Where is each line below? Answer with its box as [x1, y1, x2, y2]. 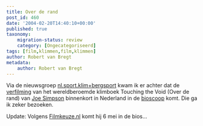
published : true [6, 25, 47, 32]
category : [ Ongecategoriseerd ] [17, 43, 96, 49]
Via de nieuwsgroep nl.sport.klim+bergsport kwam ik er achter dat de [6, 82, 180, 89]
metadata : [6, 59, 32, 65]
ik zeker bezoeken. [6, 101, 53, 108]
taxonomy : [6, 31, 32, 38]
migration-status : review [17, 37, 83, 43]
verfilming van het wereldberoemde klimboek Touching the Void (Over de [6, 88, 190, 96]
